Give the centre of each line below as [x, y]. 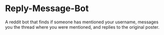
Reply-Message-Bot [47, 9]
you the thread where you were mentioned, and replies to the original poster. [82, 27]
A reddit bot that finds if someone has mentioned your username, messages [82, 22]
